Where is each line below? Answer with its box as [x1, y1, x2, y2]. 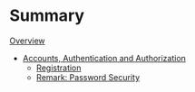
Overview [9, 35, 45, 46]
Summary [9, 5, 84, 26]
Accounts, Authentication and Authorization [22, 52, 186, 63]
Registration [35, 62, 82, 73]
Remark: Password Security [35, 71, 141, 82]
